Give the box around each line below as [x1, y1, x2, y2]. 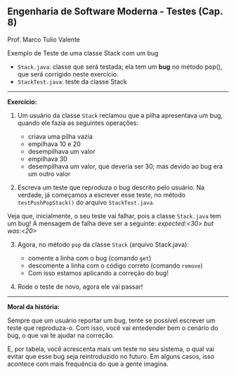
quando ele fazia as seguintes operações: [17, 119, 139, 127]
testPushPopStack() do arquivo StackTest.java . [17, 198, 155, 206]
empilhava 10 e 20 [27, 140, 81, 148]
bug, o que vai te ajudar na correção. [7, 331, 114, 339]
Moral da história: [7, 302, 60, 311]
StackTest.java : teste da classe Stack [17, 77, 128, 86]
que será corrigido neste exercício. [17, 70, 119, 78]
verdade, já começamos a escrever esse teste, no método [17, 190, 186, 199]
